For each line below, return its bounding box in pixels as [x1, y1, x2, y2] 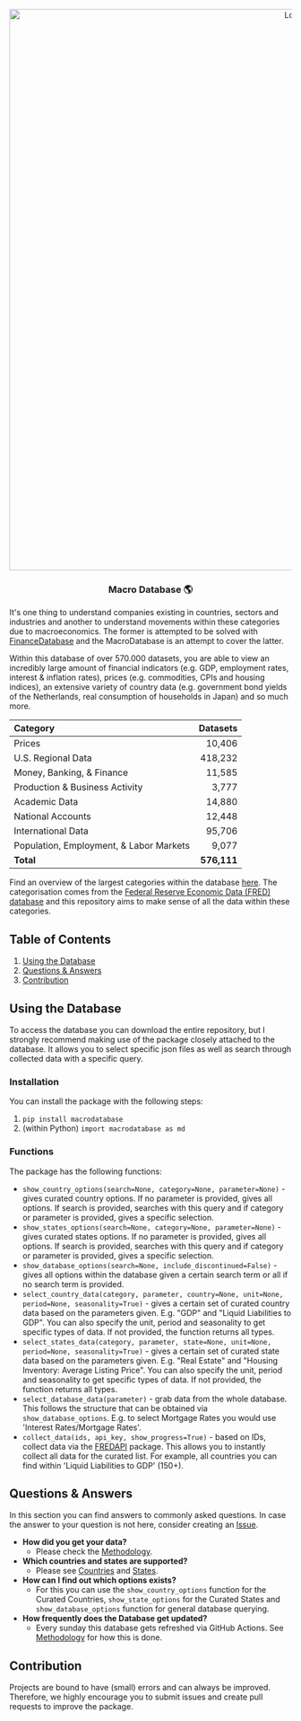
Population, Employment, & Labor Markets [13, 840, 191, 852]
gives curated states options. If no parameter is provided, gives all [21, 1231, 267, 1241]
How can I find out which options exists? [21, 1575, 176, 1585]
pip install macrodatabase [21, 1115, 124, 1125]
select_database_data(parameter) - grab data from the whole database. [21, 1393, 288, 1404]
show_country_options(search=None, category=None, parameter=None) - [21, 1183, 286, 1194]
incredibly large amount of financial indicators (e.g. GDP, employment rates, [9, 663, 289, 674]
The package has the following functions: [9, 1166, 163, 1177]
